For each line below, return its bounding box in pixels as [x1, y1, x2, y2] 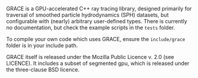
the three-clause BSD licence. [6, 66, 80, 73]
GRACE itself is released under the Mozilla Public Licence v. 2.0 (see [6, 54, 175, 60]
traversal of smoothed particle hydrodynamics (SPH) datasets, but [6, 11, 169, 18]
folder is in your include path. [6, 42, 78, 49]
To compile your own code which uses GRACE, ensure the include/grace [6, 36, 185, 42]
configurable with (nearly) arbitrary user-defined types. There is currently [6, 18, 188, 24]
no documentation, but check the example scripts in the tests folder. [6, 24, 175, 31]
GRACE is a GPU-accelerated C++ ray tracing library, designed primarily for [6, 5, 192, 12]
